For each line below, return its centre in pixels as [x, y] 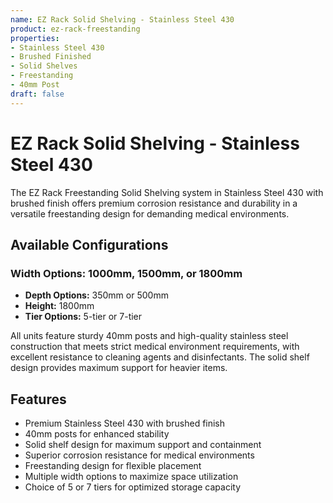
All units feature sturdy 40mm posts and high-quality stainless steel [149, 336]
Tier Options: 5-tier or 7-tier [83, 317]
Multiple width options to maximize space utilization [131, 477]
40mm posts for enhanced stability [97, 434]
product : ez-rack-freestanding [75, 29]
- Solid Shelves [44, 66]
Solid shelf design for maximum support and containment [143, 445]
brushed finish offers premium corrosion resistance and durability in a [154, 203]
